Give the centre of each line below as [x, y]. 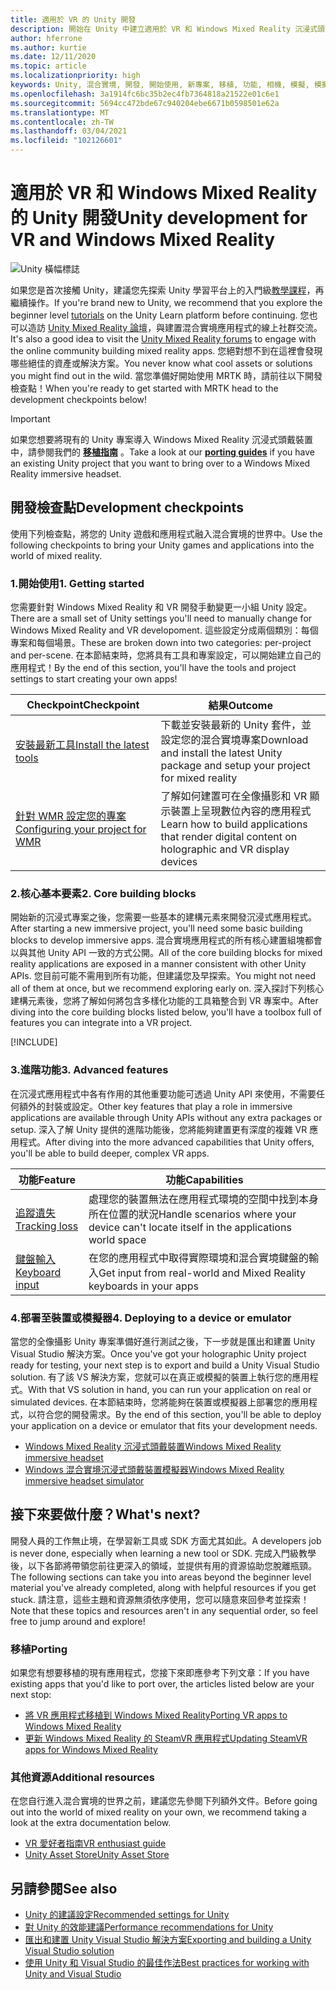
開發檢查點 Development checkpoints [127, 507]
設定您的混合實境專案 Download [234, 740]
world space [117, 1239]
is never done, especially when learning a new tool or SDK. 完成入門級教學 [163, 1553]
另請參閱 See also [64, 1888]
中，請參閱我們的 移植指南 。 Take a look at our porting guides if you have [162, 452]
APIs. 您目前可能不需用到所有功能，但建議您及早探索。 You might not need [163, 976]
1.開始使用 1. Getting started [77, 583]
